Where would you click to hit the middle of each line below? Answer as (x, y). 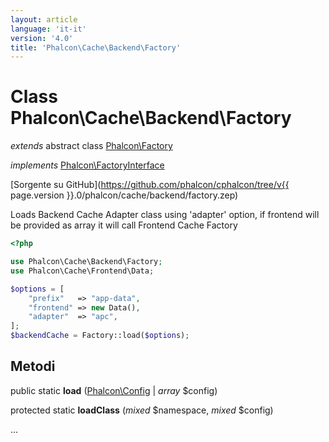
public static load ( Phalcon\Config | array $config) (114, 390)
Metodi (33, 366)
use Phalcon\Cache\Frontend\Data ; (82, 271)
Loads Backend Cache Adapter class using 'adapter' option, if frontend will (165, 215)
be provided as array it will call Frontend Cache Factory (124, 225)
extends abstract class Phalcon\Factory (91, 146)
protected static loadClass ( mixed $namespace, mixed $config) (142, 410)
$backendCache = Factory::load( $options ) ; (100, 336)
